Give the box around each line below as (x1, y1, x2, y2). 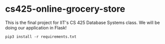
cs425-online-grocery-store (5, 3, 125, 15)
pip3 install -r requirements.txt (5, 34, 77, 39)
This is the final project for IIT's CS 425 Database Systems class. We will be (5, 20, 160, 25)
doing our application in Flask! (5, 24, 67, 30)
